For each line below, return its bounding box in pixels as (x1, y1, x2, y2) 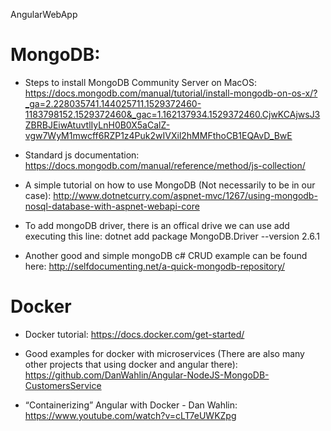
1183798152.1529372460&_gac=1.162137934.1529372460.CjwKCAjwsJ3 (24, 108, 321, 120)
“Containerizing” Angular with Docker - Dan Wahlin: (24, 399, 238, 411)
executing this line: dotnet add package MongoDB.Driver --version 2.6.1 (24, 230, 320, 242)
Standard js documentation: (24, 149, 140, 161)
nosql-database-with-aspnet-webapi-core (24, 200, 200, 212)
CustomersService (24, 379, 102, 391)
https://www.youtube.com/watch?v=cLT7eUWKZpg (24, 409, 237, 421)
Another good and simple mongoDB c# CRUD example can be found (24, 249, 308, 261)
